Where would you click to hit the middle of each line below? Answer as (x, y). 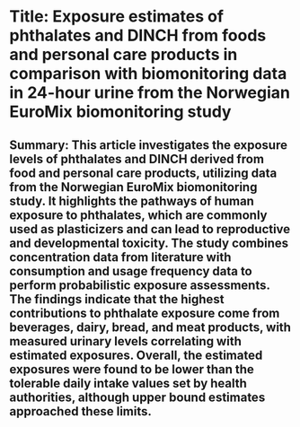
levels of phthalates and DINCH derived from (137, 159)
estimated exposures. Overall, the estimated (136, 355)
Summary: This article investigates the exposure (148, 145)
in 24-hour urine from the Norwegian (150, 93)
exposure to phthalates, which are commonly (138, 215)
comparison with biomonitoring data (148, 74)
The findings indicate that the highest (117, 299)
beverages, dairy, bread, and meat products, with (150, 327)
